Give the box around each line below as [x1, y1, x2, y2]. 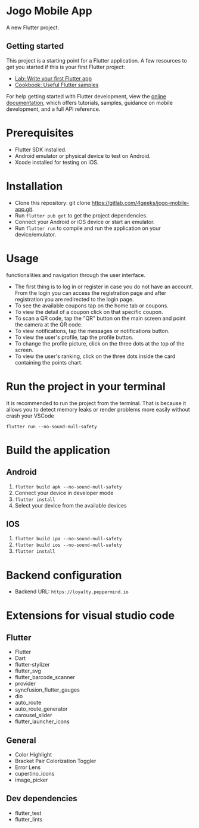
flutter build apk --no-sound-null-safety [14, 484, 122, 490]
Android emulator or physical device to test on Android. [14, 152, 151, 159]
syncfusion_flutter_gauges [14, 686, 80, 693]
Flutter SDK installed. [14, 146, 67, 153]
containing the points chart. [14, 359, 83, 366]
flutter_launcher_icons [14, 718, 70, 725]
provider [14, 680, 36, 687]
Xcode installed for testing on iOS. [14, 158, 99, 166]
